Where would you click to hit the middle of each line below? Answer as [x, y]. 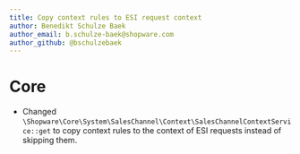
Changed [39, 112]
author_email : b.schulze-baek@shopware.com [92, 34]
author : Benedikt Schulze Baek [68, 26]
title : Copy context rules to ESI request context [106, 17]
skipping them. [50, 141]
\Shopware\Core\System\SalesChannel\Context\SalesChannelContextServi [157, 122]
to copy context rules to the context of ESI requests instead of [167, 131]
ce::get [36, 132]
